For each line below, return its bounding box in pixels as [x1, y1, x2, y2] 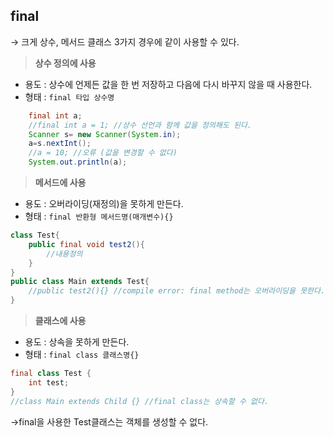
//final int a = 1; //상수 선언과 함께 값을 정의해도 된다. [28, 120, 253, 130]
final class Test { [10, 369, 92, 379]
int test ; [28, 377, 70, 388]
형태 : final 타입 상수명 [24, 90, 115, 103]
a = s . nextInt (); [28, 139, 92, 149]
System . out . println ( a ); [28, 157, 128, 168]
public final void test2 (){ [28, 239, 145, 249]
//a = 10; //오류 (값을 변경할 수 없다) [28, 148, 178, 158]
